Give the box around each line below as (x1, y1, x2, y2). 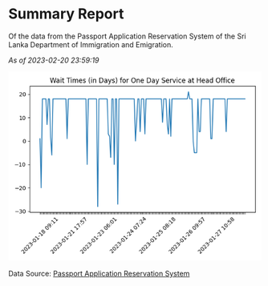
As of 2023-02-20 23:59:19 (8, 55, 99, 65)
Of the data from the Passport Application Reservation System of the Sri (8, 31, 246, 41)
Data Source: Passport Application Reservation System (8, 268, 190, 278)
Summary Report (8, 5, 124, 23)
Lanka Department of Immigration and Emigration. (8, 39, 174, 49)
